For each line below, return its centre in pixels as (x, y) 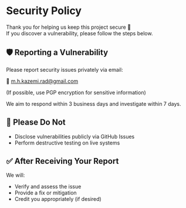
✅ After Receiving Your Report (62, 161)
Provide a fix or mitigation (46, 193)
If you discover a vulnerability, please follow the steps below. (80, 33)
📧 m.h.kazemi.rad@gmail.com (42, 81)
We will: (16, 175)
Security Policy (44, 11)
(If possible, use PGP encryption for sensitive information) (76, 92)
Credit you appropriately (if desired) (58, 199)
